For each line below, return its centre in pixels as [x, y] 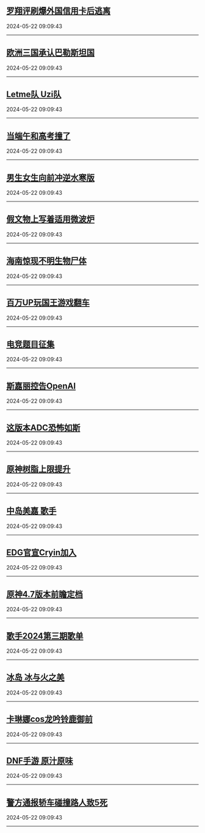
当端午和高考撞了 [38, 136]
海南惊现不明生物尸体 [46, 261]
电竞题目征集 [31, 344]
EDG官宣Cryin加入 [41, 552]
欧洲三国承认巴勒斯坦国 [50, 53]
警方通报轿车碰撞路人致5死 [57, 802]
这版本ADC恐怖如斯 [43, 428]
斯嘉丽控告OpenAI [41, 386]
